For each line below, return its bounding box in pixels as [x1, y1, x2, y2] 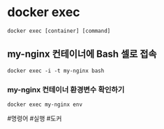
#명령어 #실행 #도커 [7, 114, 62, 123]
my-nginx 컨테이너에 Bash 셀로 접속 [7, 48, 157, 60]
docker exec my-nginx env [7, 101, 82, 109]
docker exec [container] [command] [7, 27, 111, 34]
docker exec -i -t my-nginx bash [7, 67, 105, 74]
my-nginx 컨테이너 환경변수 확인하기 [7, 85, 125, 95]
